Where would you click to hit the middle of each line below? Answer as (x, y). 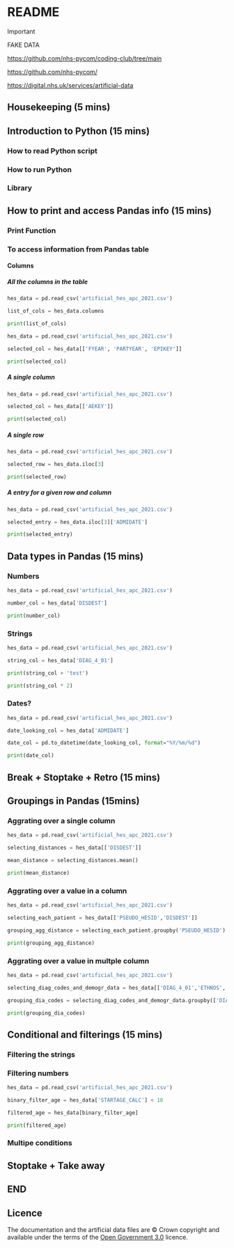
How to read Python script (52, 150)
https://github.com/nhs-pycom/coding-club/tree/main (85, 58)
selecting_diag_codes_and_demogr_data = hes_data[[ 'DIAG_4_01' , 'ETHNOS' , (117, 988)
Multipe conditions (40, 1143)
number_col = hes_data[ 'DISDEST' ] (57, 603)
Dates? (19, 703)
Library (20, 188)
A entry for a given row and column (60, 492)
